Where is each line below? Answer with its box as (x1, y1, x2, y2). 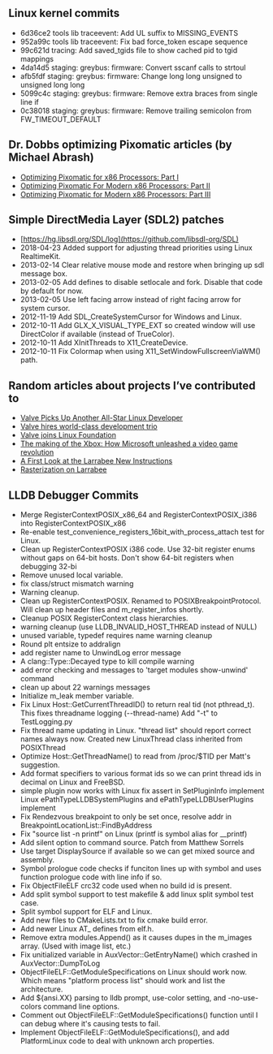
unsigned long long (19, 80, 85, 89)
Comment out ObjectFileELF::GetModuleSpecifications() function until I (19, 1010, 258, 1020)
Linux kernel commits (8, 6, 120, 20)
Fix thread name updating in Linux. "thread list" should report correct (19, 726, 252, 736)
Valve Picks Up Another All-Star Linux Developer (19, 413, 184, 423)
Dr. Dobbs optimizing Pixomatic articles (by (8, 138, 233, 152)
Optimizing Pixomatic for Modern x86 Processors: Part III (19, 189, 211, 199)
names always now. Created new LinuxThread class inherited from (19, 734, 243, 744)
